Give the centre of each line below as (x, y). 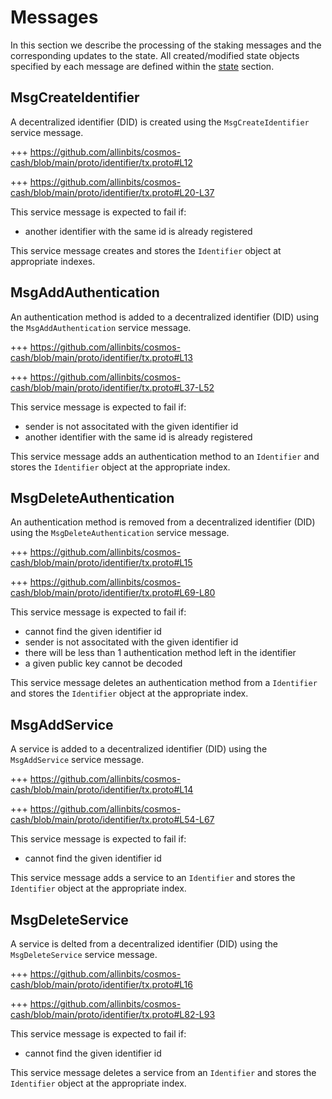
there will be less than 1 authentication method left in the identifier (160, 653)
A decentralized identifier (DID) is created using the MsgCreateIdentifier (160, 122)
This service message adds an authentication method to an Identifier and (165, 456)
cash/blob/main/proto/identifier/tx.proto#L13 (101, 357)
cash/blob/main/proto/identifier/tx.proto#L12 (101, 162)
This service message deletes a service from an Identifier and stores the (163, 1072)
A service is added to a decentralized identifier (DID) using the (139, 749)
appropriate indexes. (53, 261)
